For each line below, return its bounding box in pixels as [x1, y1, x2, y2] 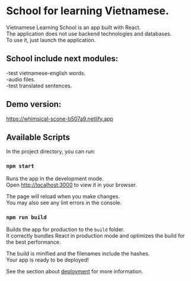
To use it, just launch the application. [6, 36, 96, 43]
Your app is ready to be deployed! [6, 256, 89, 263]
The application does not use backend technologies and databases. [6, 30, 172, 37]
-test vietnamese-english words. [6, 70, 86, 77]
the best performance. [6, 238, 61, 245]
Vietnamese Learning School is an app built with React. [6, 24, 141, 31]
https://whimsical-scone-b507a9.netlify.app [6, 115, 114, 122]
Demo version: [6, 99, 62, 109]
